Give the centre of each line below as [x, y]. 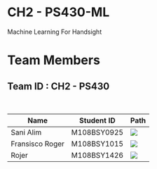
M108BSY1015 [97, 144]
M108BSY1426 [97, 155]
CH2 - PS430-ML [59, 12]
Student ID [97, 120]
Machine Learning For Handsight [55, 32]
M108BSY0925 [97, 132]
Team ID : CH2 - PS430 [59, 86]
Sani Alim [26, 132]
